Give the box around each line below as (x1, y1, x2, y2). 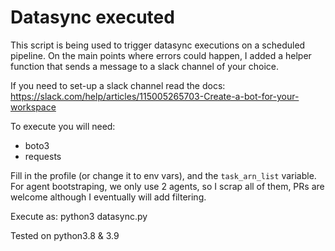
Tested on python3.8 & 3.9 (10, 229, 120, 241)
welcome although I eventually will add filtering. (10, 191, 207, 203)
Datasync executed (10, 6, 175, 29)
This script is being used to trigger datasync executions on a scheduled (10, 39, 306, 51)
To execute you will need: (10, 120, 116, 132)
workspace (10, 101, 57, 113)
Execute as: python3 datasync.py (10, 210, 148, 222)
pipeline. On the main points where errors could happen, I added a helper (10, 49, 312, 61)
